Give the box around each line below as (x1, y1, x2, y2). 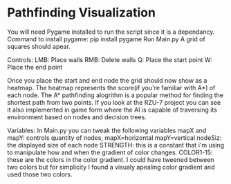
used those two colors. (7, 170, 73, 178)
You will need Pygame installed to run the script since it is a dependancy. (7, 28, 215, 36)
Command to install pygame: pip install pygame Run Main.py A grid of (7, 34, 205, 43)
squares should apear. (7, 42, 71, 50)
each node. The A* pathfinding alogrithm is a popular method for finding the (7, 91, 223, 99)
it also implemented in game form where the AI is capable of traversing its (7, 105, 218, 114)
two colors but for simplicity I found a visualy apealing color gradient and (7, 163, 215, 171)
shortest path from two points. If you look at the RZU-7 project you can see (7, 98, 221, 106)
